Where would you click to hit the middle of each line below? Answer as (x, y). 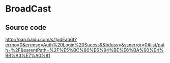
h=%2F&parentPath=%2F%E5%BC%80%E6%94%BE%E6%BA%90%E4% (84, 50)
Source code (26, 27)
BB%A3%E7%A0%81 (28, 55)
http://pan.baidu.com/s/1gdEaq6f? (41, 39)
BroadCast (28, 9)
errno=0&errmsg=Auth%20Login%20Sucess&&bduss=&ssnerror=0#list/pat (85, 45)
